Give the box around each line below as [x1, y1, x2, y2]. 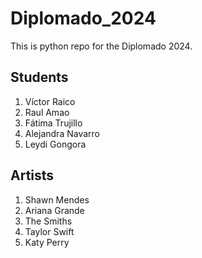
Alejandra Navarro [24, 127, 100, 139]
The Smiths [24, 215, 73, 227]
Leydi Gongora [24, 138, 87, 150]
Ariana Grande [24, 204, 85, 216]
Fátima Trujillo [24, 117, 83, 129]
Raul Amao [24, 106, 70, 118]
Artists [10, 167, 55, 184]
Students [10, 69, 69, 86]
